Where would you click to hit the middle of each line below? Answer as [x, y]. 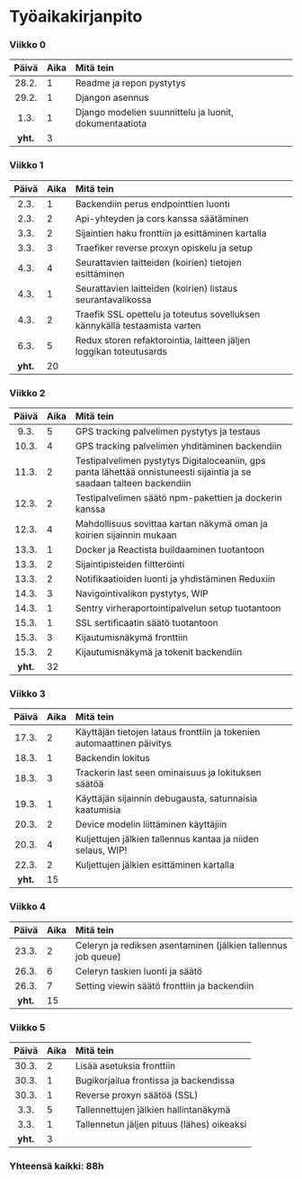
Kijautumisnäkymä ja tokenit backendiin [159, 652]
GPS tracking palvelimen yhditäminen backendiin [178, 446]
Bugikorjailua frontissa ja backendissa [155, 1080]
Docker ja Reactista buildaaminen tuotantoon [170, 549]
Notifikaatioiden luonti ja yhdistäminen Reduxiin [175, 579]
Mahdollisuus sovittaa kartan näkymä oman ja [171, 524]
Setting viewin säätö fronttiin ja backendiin [164, 985]
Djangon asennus [112, 98]
